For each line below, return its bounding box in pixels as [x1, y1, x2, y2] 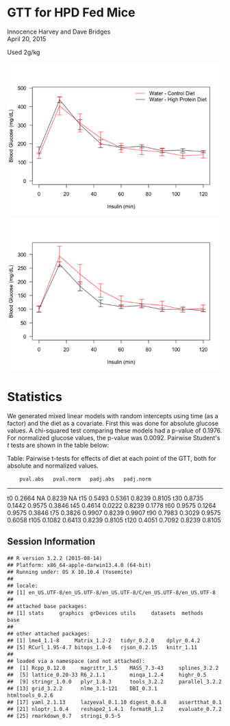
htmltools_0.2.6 [7, 692, 53, 699]
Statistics [7, 389, 63, 405]
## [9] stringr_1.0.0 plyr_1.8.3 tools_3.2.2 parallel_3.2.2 [7, 678, 222, 685]
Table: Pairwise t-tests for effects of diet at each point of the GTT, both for [7, 454, 217, 462]
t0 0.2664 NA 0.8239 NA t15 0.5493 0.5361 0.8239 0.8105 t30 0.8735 [7, 494, 204, 502]
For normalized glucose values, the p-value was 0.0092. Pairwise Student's [7, 433, 220, 441]
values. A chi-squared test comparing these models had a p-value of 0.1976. [7, 426, 222, 435]
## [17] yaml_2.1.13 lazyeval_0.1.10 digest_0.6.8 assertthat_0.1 [7, 699, 222, 705]
